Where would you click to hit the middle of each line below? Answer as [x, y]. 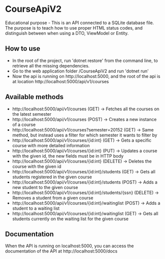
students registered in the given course [52, 177]
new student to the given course [45, 187]
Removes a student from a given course [53, 197]
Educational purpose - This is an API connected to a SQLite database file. [80, 23]
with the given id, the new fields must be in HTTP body [68, 156]
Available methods [34, 97]
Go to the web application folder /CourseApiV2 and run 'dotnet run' [80, 71]
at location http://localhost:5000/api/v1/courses [61, 81]
